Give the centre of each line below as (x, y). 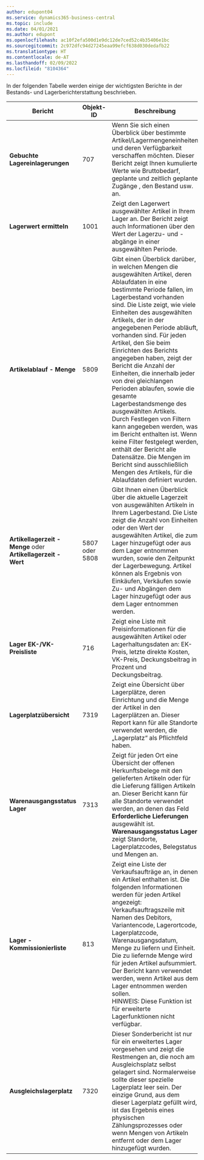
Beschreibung (155, 111)
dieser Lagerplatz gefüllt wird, (154, 1103)
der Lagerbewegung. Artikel (151, 566)
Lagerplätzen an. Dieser (146, 715)
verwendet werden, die (144, 730)
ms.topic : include (29, 23)
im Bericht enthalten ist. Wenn (154, 434)
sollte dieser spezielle (143, 1080)
